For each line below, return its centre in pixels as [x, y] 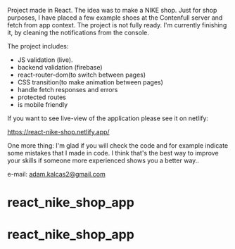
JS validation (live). [45, 60]
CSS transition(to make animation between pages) [90, 82]
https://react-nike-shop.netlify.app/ [59, 132]
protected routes [42, 97]
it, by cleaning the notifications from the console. [78, 32]
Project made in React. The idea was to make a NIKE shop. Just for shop [112, 10]
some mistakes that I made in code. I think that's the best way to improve [113, 153]
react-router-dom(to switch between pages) [82, 75]
